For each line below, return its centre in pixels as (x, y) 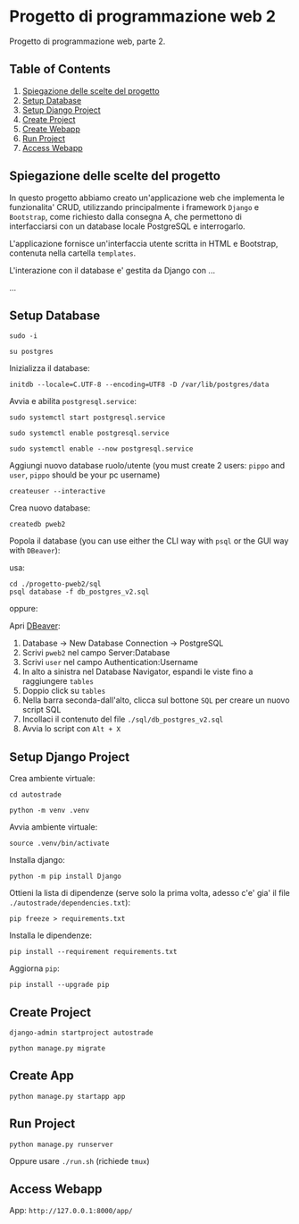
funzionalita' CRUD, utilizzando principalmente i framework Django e (134, 207)
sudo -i (24, 336)
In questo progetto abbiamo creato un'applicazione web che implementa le (147, 198)
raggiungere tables (58, 681)
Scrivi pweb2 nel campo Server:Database (96, 653)
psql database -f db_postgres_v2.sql (79, 592)
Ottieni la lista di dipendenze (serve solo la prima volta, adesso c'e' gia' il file (149, 893)
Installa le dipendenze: (50, 935)
